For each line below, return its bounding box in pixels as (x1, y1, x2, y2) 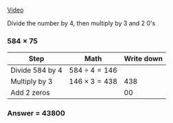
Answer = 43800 (7, 109, 65, 118)
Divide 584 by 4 (10, 65, 63, 75)
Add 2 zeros (10, 88, 50, 98)
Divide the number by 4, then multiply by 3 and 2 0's (7, 19, 156, 27)
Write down (124, 54, 163, 64)
